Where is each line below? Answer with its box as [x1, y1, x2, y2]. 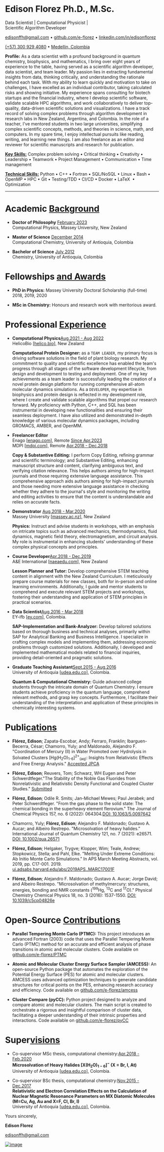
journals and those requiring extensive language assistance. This [12, 473, 143, 479]
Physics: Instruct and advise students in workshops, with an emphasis [12, 523, 155, 529]
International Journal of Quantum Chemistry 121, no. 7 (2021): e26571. [12, 831, 153, 837]
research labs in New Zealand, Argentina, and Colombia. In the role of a [5, 115, 149, 121]
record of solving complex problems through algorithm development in [5, 110, 147, 116]
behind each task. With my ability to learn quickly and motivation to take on [5, 79, 156, 85]
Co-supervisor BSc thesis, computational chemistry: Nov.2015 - [12, 1078, 140, 1083]
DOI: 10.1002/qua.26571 [12, 836, 60, 842]
